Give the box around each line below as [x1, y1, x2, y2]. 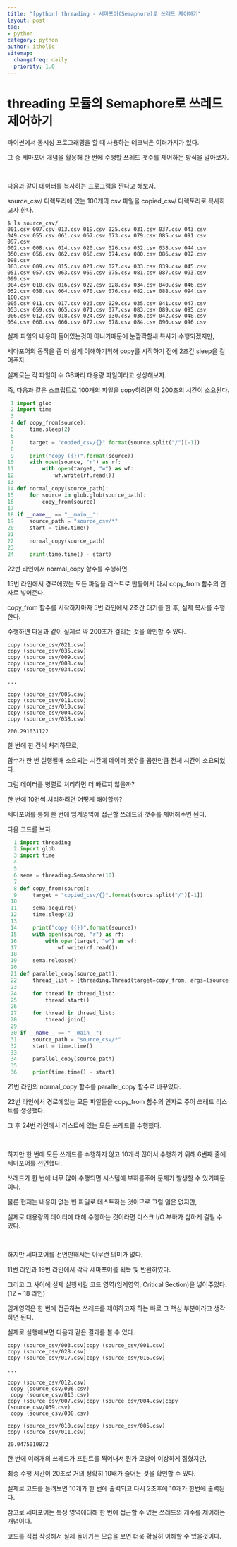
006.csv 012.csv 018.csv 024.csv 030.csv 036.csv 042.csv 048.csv [7, 312, 207, 319]
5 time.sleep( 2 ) [10, 426, 71, 433]
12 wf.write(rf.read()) [7, 472, 115, 479]
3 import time [13, 852, 55, 859]
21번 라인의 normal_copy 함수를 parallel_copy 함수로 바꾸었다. [7, 1082, 181, 1091]
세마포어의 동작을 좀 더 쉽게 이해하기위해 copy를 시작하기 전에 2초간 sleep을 [7, 347, 218, 355]
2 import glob [13, 846, 55, 853]
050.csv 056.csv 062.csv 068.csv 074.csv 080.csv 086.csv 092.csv [7, 250, 207, 258]
